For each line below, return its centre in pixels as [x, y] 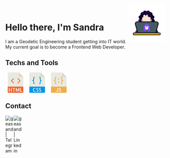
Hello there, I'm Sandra [55, 28]
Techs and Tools [32, 63]
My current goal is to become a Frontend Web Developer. [65, 47]
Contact [18, 106]
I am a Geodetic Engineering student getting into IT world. [66, 41]
